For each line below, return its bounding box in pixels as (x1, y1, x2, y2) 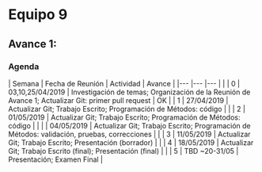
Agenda (8, 61, 40, 72)
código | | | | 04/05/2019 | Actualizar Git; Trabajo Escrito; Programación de (8, 120, 251, 130)
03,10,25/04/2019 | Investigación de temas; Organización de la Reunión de (8, 87, 251, 97)
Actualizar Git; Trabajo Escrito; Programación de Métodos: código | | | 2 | (8, 104, 245, 113)
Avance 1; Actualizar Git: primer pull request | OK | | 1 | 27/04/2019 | (8, 95, 229, 105)
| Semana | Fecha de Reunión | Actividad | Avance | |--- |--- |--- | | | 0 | (8, 78, 240, 88)
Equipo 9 (8, 6, 68, 24)
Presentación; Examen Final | (8, 155, 104, 164)
